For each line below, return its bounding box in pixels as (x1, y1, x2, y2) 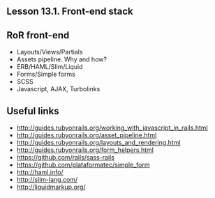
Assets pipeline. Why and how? (16, 55, 107, 63)
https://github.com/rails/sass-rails (16, 153, 114, 162)
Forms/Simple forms (16, 70, 76, 79)
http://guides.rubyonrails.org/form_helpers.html (16, 146, 154, 154)
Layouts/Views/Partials (16, 48, 83, 56)
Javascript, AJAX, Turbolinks (16, 85, 101, 93)
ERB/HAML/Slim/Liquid (16, 63, 83, 71)
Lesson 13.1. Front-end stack (6, 6, 133, 17)
